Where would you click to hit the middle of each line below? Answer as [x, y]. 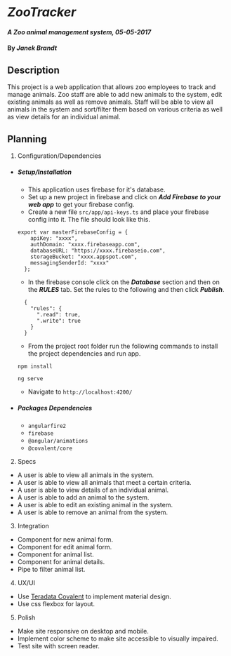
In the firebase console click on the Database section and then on [124, 282]
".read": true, [58, 314]
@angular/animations [58, 441]
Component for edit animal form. [65, 547]
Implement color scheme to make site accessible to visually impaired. [118, 638]
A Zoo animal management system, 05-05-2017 [79, 32]
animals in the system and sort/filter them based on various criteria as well [115, 109]
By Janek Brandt [32, 48]
